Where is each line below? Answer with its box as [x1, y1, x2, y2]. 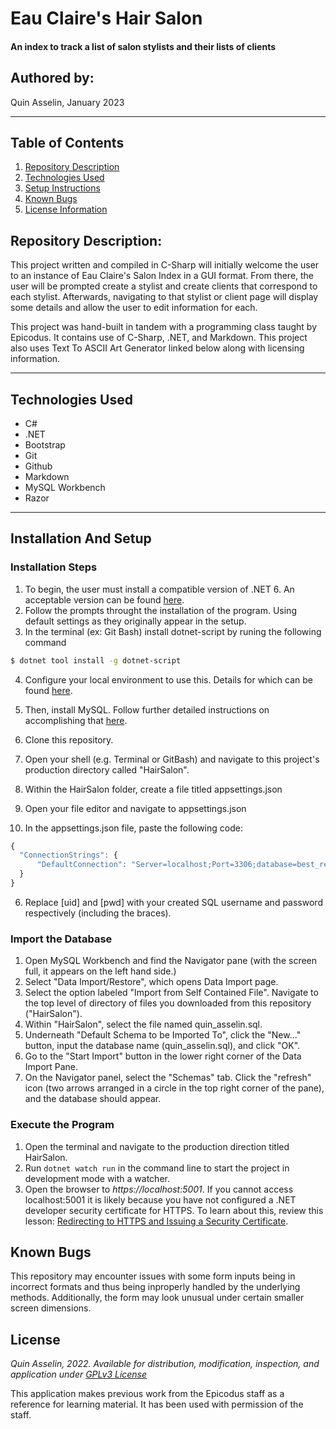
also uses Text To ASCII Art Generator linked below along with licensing [10, 342, 305, 354]
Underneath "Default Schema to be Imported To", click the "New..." [24, 1029, 302, 1041]
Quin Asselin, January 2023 [10, 96, 125, 108]
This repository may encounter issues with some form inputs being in [10, 1270, 296, 1282]
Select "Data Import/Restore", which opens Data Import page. [24, 976, 279, 988]
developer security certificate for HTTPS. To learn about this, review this [24, 1204, 324, 1216]
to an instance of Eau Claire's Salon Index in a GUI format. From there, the [10, 270, 315, 282]
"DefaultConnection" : [36, 860, 128, 870]
